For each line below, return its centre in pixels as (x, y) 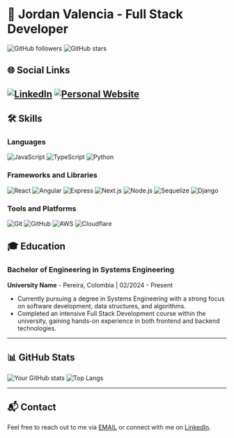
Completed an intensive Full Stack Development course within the (111, 313)
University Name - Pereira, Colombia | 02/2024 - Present (90, 285)
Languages (27, 142)
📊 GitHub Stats (41, 357)
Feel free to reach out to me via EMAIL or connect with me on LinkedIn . (109, 428)
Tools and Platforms (42, 209)
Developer (38, 29)
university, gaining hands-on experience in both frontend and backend (119, 321)
